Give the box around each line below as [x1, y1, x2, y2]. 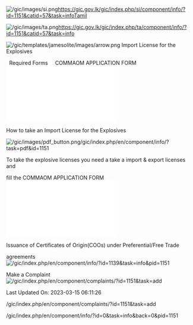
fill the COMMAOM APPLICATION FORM [6, 174, 105, 181]
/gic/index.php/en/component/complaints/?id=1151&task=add [6, 301, 156, 307]
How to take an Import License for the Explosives [6, 127, 126, 134]
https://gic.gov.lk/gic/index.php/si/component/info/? [58, 6, 186, 13]
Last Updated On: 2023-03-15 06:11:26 [6, 289, 102, 296]
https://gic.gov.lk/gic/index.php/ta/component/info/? [58, 24, 187, 30]
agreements [6, 253, 36, 260]
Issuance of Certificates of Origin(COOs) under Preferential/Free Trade [6, 242, 179, 249]
